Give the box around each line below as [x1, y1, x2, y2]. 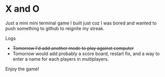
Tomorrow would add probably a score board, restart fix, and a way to [12, 50, 160, 57]
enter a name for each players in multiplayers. [12, 56, 109, 62]
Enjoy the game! [5, 66, 39, 72]
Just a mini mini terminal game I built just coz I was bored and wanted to [5, 20, 157, 26]
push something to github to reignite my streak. [5, 25, 105, 31]
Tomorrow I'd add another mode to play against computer [12, 45, 134, 51]
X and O [5, 3, 40, 15]
